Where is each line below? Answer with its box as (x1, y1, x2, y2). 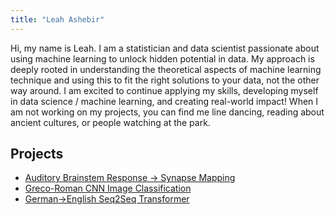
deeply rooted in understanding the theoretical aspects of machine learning (10, 63, 322, 75)
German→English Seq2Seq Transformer (24, 193, 190, 205)
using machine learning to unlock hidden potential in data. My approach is (10, 52, 315, 65)
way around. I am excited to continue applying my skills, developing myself (10, 84, 319, 96)
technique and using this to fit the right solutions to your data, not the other (10, 74, 320, 86)
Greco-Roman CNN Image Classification (24, 182, 192, 195)
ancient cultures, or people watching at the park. (10, 116, 211, 128)
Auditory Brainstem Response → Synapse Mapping (24, 172, 236, 184)
